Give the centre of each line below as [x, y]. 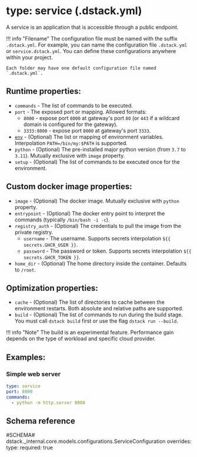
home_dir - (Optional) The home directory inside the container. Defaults [101, 263]
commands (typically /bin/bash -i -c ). [62, 220]
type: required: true [29, 448]
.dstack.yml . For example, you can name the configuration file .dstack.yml [97, 45]
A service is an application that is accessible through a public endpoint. [92, 27]
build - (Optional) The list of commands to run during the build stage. [99, 315]
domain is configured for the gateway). [71, 124]
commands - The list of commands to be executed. [74, 105]
